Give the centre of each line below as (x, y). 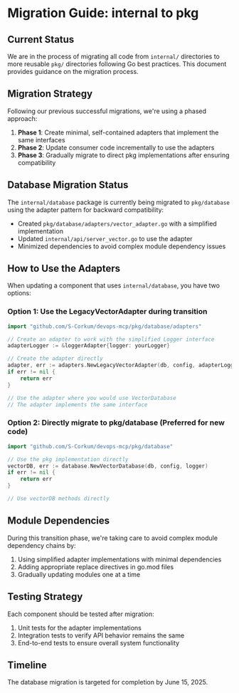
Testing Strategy (45, 597)
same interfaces (41, 139)
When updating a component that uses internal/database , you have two (114, 285)
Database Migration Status (68, 185)
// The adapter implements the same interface (78, 404)
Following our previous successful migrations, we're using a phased (107, 111)
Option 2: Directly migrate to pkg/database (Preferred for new (116, 423)
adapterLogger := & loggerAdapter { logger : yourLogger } (89, 346)
